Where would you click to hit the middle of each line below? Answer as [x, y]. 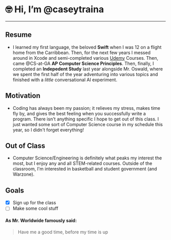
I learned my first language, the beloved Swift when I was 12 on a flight [87, 47]
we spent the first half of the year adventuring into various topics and [85, 74]
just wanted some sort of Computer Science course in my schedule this [88, 124]
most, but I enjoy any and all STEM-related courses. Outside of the [82, 163]
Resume [19, 35]
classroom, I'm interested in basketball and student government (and [85, 169]
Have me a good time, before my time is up [63, 232]
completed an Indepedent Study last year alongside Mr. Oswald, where [88, 69]
